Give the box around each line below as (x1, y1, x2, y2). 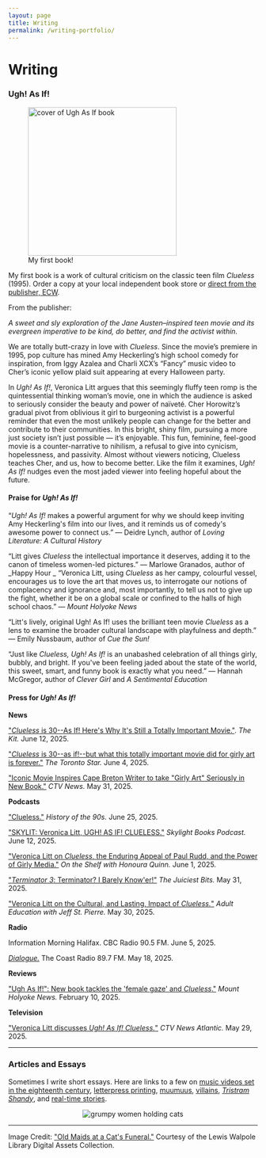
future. (8, 474, 30, 484)
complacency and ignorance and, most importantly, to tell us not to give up (8, 585, 253, 595)
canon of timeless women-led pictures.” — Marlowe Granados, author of (8, 560, 245, 569)
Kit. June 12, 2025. (8, 734, 70, 744)
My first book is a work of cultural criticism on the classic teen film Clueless (8, 270, 255, 280)
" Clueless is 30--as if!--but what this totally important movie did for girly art (8, 749, 256, 759)
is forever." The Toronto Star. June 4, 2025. (8, 758, 149, 768)
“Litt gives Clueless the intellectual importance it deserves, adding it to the (8, 551, 251, 561)
